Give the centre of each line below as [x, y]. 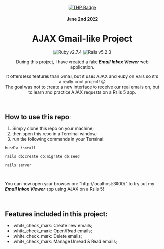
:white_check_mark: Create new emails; [52, 226]
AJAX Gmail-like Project [82, 38]
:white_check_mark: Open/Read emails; [52, 231]
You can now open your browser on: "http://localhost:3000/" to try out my [80, 184]
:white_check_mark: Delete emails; [47, 236]
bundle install [21, 148]
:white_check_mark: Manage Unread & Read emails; [65, 241]
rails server [18, 165]
